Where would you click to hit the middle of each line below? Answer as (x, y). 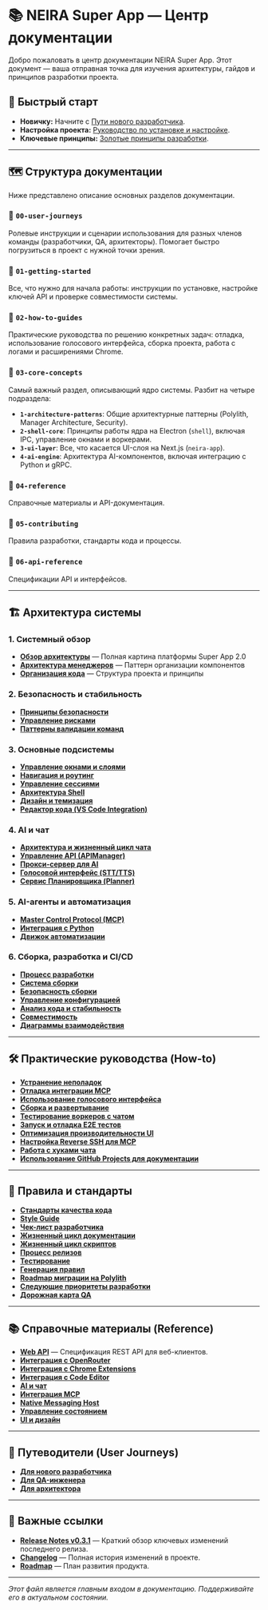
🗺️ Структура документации (85, 172)
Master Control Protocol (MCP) (72, 919)
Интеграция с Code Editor (65, 1378)
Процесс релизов (51, 1253)
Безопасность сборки (58, 991)
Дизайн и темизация (56, 800)
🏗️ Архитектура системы (75, 613)
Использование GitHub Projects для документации (109, 1158)
